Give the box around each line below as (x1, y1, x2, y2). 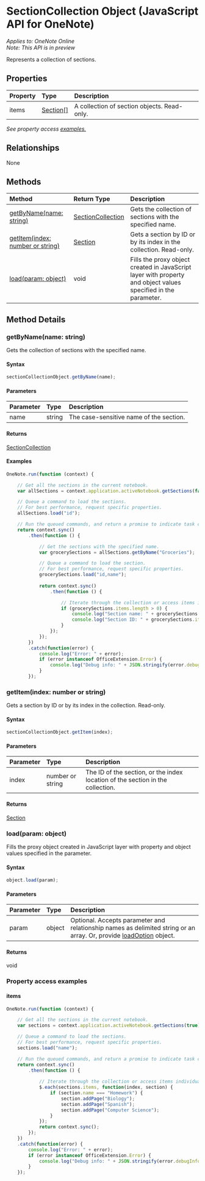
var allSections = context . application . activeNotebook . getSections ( (17, 488, 195, 494)
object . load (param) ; (6, 877, 59, 883)
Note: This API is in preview (6, 44, 76, 51)
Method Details (6, 314, 66, 325)
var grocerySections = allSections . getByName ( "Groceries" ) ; (38, 549, 195, 555)
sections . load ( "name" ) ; (17, 1045, 78, 1051)
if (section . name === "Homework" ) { (49, 1090, 143, 1096)
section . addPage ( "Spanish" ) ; (60, 1101, 135, 1107)
